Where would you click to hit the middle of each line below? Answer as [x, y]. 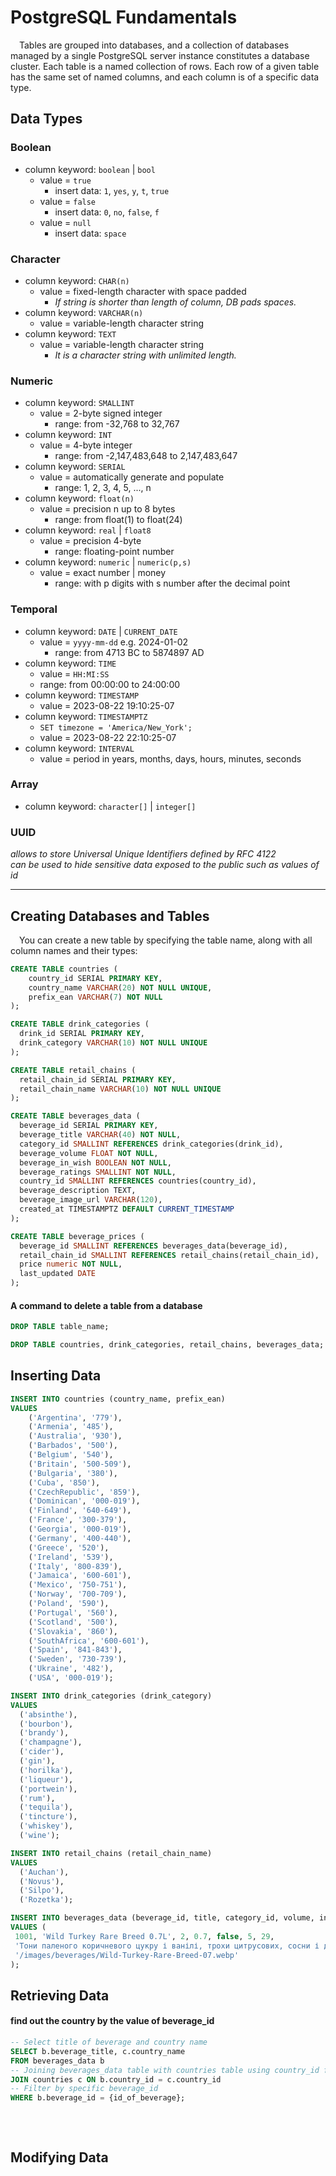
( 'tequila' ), [46, 1807]
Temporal [34, 609]
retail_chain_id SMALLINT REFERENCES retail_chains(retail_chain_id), [169, 1255]
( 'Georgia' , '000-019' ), [80, 1529]
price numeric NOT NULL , [71, 1264]
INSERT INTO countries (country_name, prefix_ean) [118, 1399]
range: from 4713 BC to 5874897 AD [129, 652]
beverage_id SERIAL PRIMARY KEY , [89, 1126]
